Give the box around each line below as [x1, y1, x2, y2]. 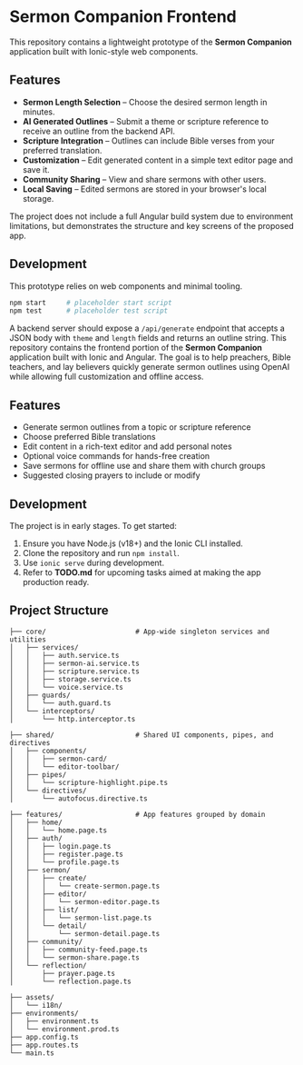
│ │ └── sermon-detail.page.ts [9, 929, 161, 938]
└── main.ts [9, 1048, 54, 1058]
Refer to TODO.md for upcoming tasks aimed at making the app [22, 566, 261, 578]
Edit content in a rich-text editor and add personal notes [22, 441, 233, 452]
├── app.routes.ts [9, 1040, 79, 1050]
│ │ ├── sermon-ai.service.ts [9, 659, 141, 668]
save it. [22, 164, 50, 174]
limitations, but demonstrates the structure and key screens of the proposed [9, 220, 295, 231]
